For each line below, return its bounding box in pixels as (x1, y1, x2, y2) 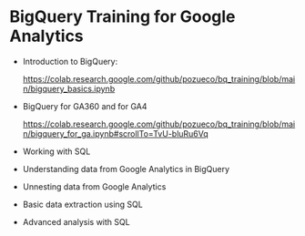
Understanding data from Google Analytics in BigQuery (22, 163, 230, 174)
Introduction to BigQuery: (22, 56, 118, 67)
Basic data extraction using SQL (22, 199, 143, 210)
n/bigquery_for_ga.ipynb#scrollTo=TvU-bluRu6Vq (22, 128, 209, 139)
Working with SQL (22, 146, 91, 157)
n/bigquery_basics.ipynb (22, 83, 116, 94)
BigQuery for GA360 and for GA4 (22, 100, 147, 111)
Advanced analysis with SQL (22, 216, 130, 227)
